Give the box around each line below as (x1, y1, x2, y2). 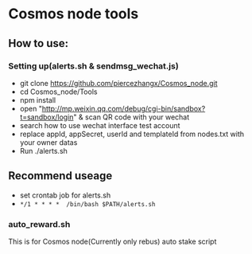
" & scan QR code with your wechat (73, 112, 190, 122)
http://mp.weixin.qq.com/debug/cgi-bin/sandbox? (41, 104, 206, 113)
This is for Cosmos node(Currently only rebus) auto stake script (8, 236, 217, 246)
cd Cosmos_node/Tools (19, 87, 98, 96)
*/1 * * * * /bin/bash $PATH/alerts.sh (19, 200, 156, 208)
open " (19, 104, 42, 113)
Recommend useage (8, 169, 113, 183)
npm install (19, 95, 56, 104)
